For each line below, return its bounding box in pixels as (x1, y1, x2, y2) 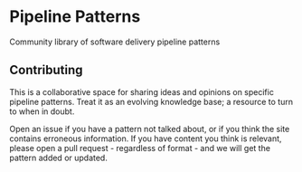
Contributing (9, 62, 83, 78)
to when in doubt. (9, 106, 75, 117)
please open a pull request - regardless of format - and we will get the (9, 142, 271, 153)
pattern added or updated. (9, 152, 109, 163)
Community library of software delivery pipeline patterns (9, 36, 221, 47)
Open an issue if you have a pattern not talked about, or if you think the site (9, 123, 290, 134)
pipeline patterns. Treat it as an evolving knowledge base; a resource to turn (9, 96, 294, 107)
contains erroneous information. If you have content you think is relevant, (9, 133, 282, 144)
